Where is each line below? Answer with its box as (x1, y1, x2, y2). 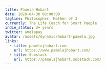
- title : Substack (9, 52, 47, 57)
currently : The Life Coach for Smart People (5, 20, 97, 26)
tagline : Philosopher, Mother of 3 (5, 16, 78, 21)
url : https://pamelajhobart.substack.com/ (14, 57, 102, 62)
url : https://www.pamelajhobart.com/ (14, 48, 91, 52)
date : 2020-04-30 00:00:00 (5, 12, 60, 17)
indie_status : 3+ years (5, 25, 54, 30)
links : (5, 39, 19, 44)
